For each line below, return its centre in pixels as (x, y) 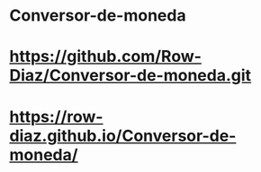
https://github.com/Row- (106, 57)
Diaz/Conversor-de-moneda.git (130, 76)
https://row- (56, 116)
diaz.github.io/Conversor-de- (123, 136)
